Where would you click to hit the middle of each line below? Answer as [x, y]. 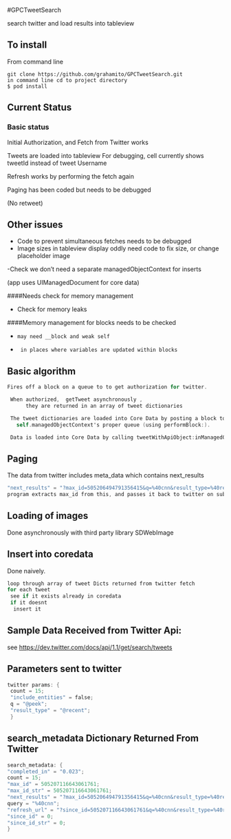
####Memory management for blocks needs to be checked [92, 323]
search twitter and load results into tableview [71, 23]
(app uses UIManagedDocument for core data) [73, 283]
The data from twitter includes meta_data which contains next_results [106, 475]
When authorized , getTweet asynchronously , [76, 399]
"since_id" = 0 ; [30, 816]
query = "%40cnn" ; [33, 803]
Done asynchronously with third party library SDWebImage [90, 532]
